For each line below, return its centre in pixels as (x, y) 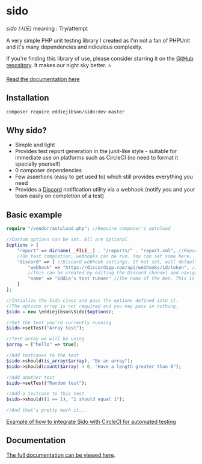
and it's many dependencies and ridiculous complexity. (75, 47)
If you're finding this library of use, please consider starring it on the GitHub (100, 58)
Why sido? (26, 131)
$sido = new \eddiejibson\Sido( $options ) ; (60, 312)
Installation (28, 98)
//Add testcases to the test (43, 355)
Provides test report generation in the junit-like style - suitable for (96, 151)
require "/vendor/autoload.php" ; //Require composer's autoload (88, 229)
